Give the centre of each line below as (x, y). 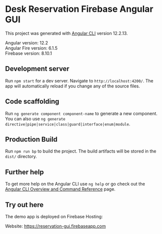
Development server (37, 69)
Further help (25, 172)
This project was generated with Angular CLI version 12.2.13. (67, 33)
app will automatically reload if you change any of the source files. (73, 86)
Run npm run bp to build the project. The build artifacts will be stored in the (81, 151)
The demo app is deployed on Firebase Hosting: (54, 216)
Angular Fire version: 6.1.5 (31, 48)
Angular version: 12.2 (27, 42)
